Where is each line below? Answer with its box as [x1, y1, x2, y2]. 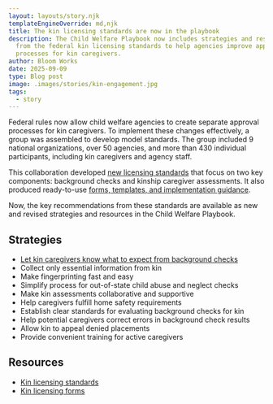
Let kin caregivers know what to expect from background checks [19, 254, 238, 264]
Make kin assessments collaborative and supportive [19, 289, 194, 299]
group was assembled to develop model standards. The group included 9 [8, 135, 254, 145]
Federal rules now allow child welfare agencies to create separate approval [8, 117, 260, 127]
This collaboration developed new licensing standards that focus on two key [8, 167, 263, 177]
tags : [8, 87, 27, 96]
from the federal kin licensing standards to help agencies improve [15, 42, 253, 50]
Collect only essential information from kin [19, 263, 162, 273]
